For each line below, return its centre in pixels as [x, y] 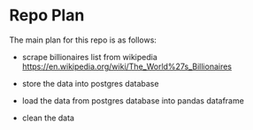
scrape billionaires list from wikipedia [89, 57]
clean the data [48, 118]
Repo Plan [47, 15]
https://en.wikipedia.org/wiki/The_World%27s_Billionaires [127, 66]
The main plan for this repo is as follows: [83, 40]
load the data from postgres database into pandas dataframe [133, 100]
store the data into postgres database [90, 83]
